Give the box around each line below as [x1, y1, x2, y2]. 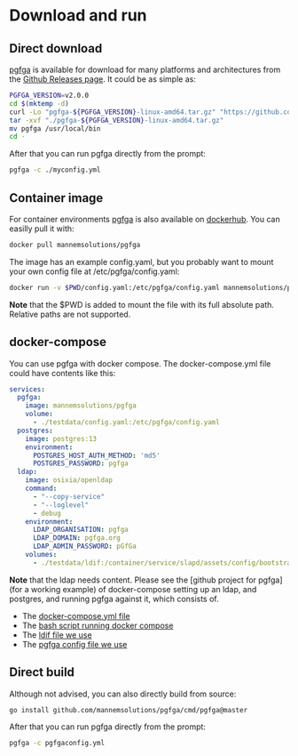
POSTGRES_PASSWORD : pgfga [32, 459, 129, 468]
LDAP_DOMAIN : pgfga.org [32, 534, 122, 543]
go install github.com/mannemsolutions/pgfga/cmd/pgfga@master [9, 705, 248, 714]
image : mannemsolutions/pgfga [25, 401, 137, 410]
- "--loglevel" [32, 500, 90, 510]
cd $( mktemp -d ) [9, 99, 69, 108]
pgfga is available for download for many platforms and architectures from [9, 64, 281, 75]
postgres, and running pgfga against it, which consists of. [9, 593, 219, 604]
